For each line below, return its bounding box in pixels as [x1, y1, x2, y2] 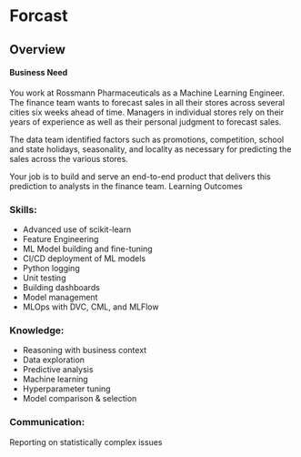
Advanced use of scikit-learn [22, 224, 132, 235]
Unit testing [22, 272, 66, 283]
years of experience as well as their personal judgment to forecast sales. [9, 116, 282, 127]
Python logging [22, 263, 80, 274]
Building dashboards [22, 282, 100, 293]
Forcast [9, 5, 68, 26]
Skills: [9, 203, 38, 216]
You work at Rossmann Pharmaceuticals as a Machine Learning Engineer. [9, 87, 285, 98]
